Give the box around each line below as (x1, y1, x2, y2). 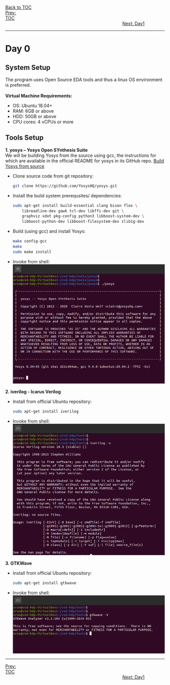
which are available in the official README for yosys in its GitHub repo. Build (5, 157, 164, 164)
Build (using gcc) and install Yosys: (12, 228, 86, 234)
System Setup (5, 63, 51, 72)
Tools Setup (5, 133, 44, 142)
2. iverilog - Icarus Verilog (5, 388, 61, 395)
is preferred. (5, 82, 31, 88)
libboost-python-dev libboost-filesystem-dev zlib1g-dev (22, 219, 145, 224)
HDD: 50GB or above (12, 114, 57, 119)
